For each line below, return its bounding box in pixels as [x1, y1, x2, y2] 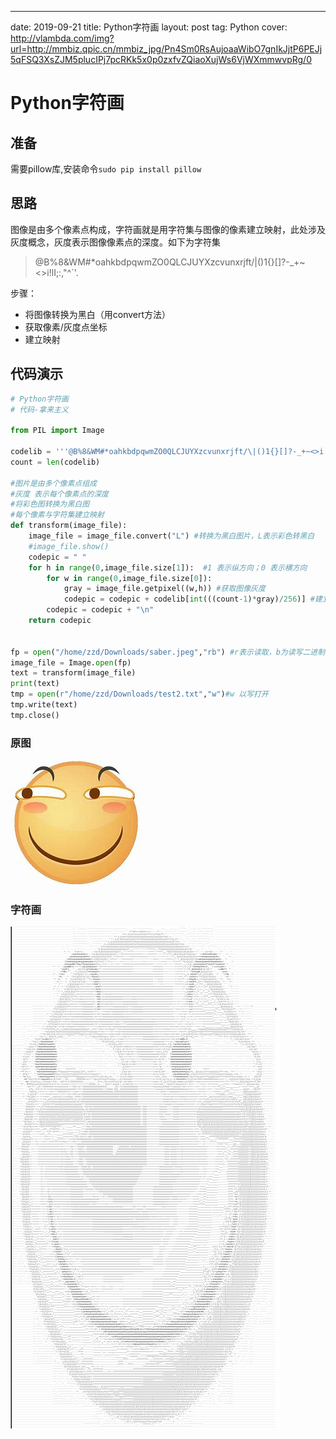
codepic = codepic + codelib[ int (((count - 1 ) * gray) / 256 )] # [63, 594, 315, 605]
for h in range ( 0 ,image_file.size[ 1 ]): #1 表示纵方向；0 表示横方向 [28, 562, 308, 573]
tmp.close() [10, 710, 60, 720]
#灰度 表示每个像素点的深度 [10, 489, 110, 499]
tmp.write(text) [10, 700, 78, 710]
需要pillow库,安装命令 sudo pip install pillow [10, 163, 202, 175]
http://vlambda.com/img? [10, 32, 115, 44]
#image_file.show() [28, 541, 110, 551]
